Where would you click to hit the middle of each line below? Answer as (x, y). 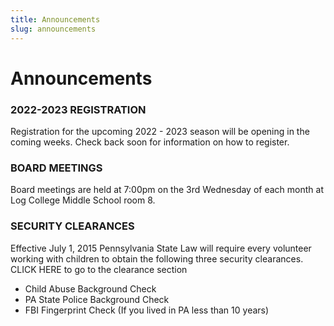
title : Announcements (55, 19)
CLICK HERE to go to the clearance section (99, 269)
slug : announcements (53, 29)
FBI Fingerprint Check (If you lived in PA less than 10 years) (147, 310)
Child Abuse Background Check (90, 288)
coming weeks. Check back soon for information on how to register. (150, 142)
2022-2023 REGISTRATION (78, 109)
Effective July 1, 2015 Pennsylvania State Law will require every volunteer (161, 248)
